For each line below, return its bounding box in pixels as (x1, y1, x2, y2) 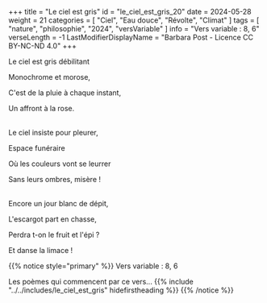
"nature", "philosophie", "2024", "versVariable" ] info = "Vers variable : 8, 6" (8, 24, 260, 33)
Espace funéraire (8, 143, 66, 152)
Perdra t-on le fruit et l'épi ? (8, 230, 100, 239)
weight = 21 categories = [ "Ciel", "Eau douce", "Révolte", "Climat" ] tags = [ (8, 15, 260, 25)
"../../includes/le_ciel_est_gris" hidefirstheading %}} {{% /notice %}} (8, 285, 234, 295)
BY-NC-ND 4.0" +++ (8, 41, 77, 51)
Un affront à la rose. (8, 104, 75, 113)
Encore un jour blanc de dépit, (8, 199, 109, 208)
